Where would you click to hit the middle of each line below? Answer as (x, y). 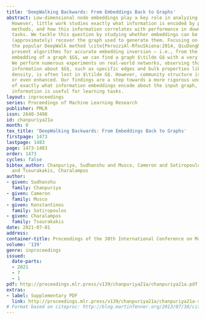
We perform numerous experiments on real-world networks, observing (101, 63)
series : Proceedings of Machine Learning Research (72, 102)
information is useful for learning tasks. (68, 91)
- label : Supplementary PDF (42, 296)
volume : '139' (24, 245)
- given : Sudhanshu (31, 182)
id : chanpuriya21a (30, 120)
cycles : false (24, 159)
